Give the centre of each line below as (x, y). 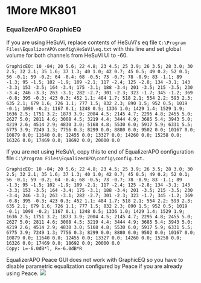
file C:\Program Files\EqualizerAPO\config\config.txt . (75, 158)
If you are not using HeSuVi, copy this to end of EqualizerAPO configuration (100, 152)
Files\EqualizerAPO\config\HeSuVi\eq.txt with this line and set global (94, 49)
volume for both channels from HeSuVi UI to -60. (67, 56)
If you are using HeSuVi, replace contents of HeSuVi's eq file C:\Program (96, 42)
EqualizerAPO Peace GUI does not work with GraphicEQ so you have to (95, 260)
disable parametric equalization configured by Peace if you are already (94, 266)
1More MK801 (41, 11)
